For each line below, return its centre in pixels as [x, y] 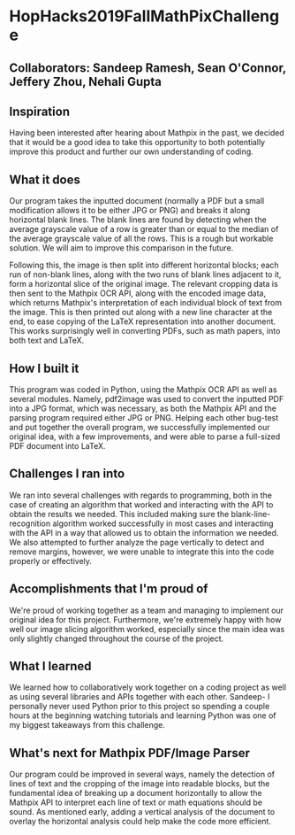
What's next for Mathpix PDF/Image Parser [129, 753]
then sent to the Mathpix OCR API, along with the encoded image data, [138, 293]
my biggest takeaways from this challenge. [87, 725]
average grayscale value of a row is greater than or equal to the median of [144, 229]
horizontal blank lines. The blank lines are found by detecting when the [138, 220]
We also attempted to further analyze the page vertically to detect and [137, 542]
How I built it [44, 368]
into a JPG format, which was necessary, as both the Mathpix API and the [143, 408]
